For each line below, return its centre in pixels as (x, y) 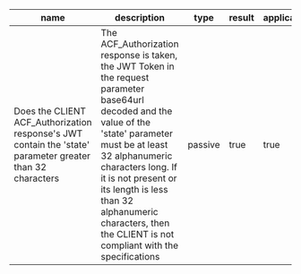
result (242, 17)
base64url (123, 100)
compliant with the (140, 245)
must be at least (134, 145)
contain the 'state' (52, 145)
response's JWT (48, 133)
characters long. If (139, 167)
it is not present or (139, 178)
